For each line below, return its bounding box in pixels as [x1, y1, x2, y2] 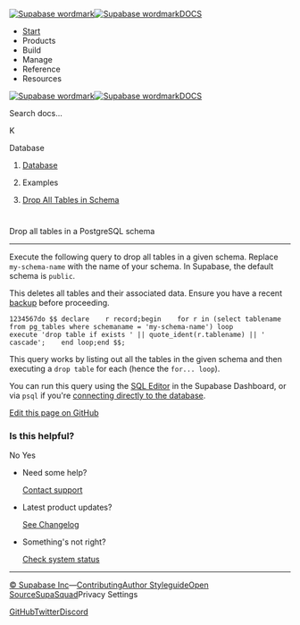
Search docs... [9, 108, 62, 118]
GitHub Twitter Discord [9, 606, 89, 617]
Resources [21, 73, 62, 84]
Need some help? [21, 468, 87, 478]
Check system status [21, 554, 100, 565]
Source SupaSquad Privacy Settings [9, 589, 138, 600]
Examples [21, 177, 59, 188]
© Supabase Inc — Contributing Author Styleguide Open [9, 579, 210, 590]
